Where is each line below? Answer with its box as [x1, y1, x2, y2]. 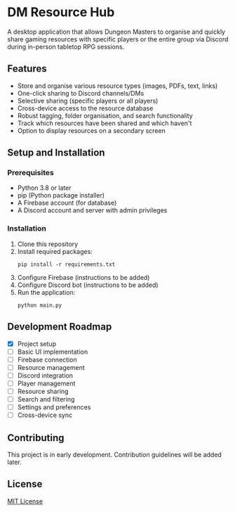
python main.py [17, 302, 62, 309]
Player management [17, 379, 76, 388]
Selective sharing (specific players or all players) [17, 96, 159, 105]
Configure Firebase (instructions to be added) [17, 273, 150, 281]
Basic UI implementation [17, 347, 88, 356]
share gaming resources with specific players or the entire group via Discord [7, 34, 229, 43]
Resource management [17, 363, 86, 371]
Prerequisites [7, 168, 54, 178]
